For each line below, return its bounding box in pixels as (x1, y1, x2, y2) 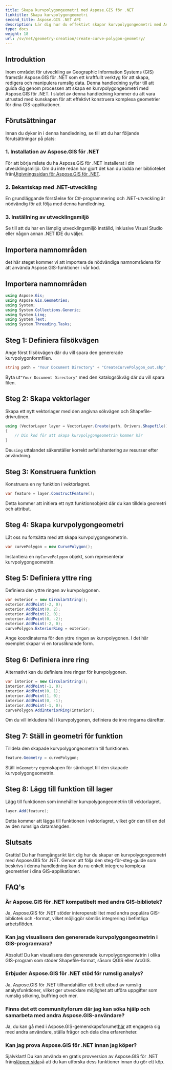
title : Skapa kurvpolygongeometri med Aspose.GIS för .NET (5, 7, 134, 13)
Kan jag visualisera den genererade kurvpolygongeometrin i (5, 933, 158, 941)
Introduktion (5, 55, 46, 64)
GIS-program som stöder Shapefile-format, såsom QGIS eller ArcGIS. (5, 957, 151, 963)
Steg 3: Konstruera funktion (5, 468, 96, 476)
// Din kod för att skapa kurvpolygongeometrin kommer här (14, 433, 143, 438)
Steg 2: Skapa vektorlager (5, 395, 91, 403)
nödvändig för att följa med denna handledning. (5, 201, 106, 207)
